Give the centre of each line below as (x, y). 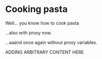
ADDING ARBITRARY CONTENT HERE (45, 52)
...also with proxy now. (29, 32)
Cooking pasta (37, 9)
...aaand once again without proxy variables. (51, 42)
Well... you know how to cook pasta (42, 23)
